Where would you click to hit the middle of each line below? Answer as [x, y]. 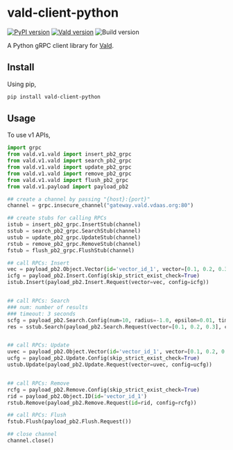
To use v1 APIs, [29, 135]
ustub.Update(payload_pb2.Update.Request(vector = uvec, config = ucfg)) [110, 365]
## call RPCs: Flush [37, 415]
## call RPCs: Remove [38, 383]
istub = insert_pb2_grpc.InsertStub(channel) [74, 225]
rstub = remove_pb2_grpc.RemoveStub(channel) [74, 244]
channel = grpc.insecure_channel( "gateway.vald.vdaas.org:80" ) [101, 206]
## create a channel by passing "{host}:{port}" [79, 199]
